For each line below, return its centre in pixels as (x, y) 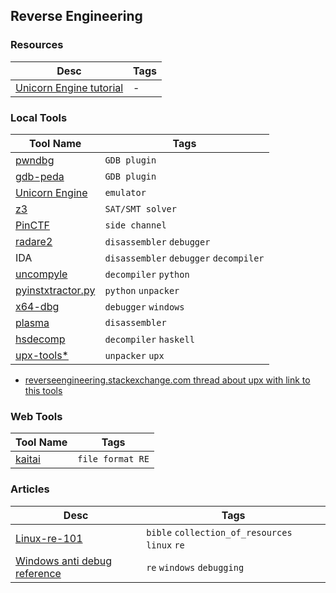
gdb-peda (40, 176)
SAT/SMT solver (140, 208)
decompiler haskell (149, 339)
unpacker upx (134, 355)
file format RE (113, 459)
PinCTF (33, 225)
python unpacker (142, 290)
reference (38, 573)
